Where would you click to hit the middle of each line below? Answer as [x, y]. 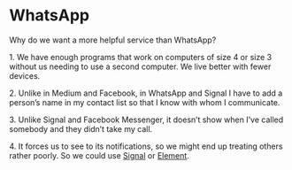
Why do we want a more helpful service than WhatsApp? [113, 40]
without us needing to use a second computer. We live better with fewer [140, 66]
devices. [25, 75]
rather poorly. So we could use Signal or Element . [100, 155]
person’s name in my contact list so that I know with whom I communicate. [145, 102]
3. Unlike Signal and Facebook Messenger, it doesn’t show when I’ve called [146, 120]
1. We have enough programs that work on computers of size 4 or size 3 [141, 57]
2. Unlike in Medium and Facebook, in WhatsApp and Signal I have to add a [146, 93]
